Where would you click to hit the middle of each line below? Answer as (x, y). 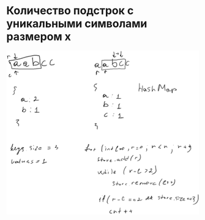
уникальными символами (77, 24)
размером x (39, 37)
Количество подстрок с (70, 11)
